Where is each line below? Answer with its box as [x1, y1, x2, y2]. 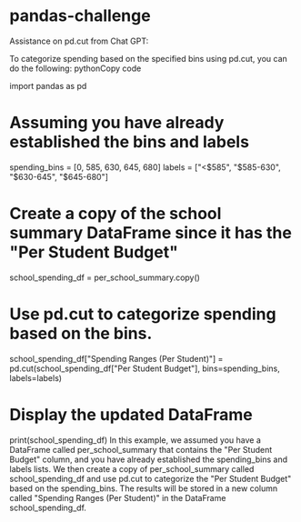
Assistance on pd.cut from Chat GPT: [9, 35, 149, 46]
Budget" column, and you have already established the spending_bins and [9, 454, 288, 465]
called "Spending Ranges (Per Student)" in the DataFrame [9, 492, 226, 503]
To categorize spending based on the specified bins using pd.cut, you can [9, 53, 288, 64]
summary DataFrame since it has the [9, 223, 293, 244]
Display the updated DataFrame [9, 404, 253, 425]
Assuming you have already [9, 113, 225, 133]
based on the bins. [9, 324, 153, 344]
